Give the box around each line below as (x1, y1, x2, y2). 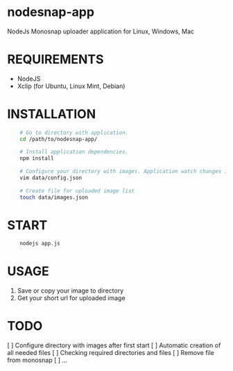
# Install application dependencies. (19, 149, 129, 156)
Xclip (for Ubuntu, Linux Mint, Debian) (17, 81, 126, 90)
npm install (19, 155, 54, 162)
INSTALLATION (7, 106, 96, 122)
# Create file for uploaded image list (19, 187, 135, 195)
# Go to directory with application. (19, 129, 129, 136)
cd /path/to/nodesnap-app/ (19, 135, 98, 142)
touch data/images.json (19, 194, 89, 201)
